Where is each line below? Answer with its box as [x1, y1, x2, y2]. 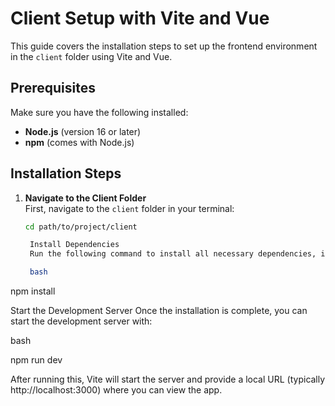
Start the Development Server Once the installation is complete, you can [10, 305, 308, 317]
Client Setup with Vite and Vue [10, 7, 270, 30]
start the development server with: [10, 315, 153, 327]
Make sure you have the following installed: [10, 106, 189, 118]
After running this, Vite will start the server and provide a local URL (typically [10, 373, 326, 386]
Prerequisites [10, 80, 96, 97]
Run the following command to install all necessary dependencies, [29, 249, 317, 259]
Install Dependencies [29, 240, 120, 250]
